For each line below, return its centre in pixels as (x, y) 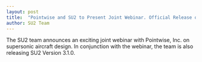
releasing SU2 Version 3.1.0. (41, 53)
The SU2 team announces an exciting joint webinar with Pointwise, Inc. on (98, 40)
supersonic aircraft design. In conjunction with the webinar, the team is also (100, 46)
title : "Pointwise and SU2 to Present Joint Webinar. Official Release (99, 17)
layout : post (23, 12)
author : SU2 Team (28, 23)
